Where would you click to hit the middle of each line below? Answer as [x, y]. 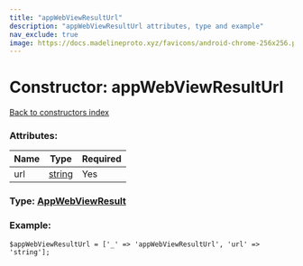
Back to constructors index [60, 113]
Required [101, 159]
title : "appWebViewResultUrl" [66, 18]
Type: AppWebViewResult [68, 201]
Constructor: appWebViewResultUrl [147, 87]
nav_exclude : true [44, 34]
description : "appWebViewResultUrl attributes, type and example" [137, 26]
